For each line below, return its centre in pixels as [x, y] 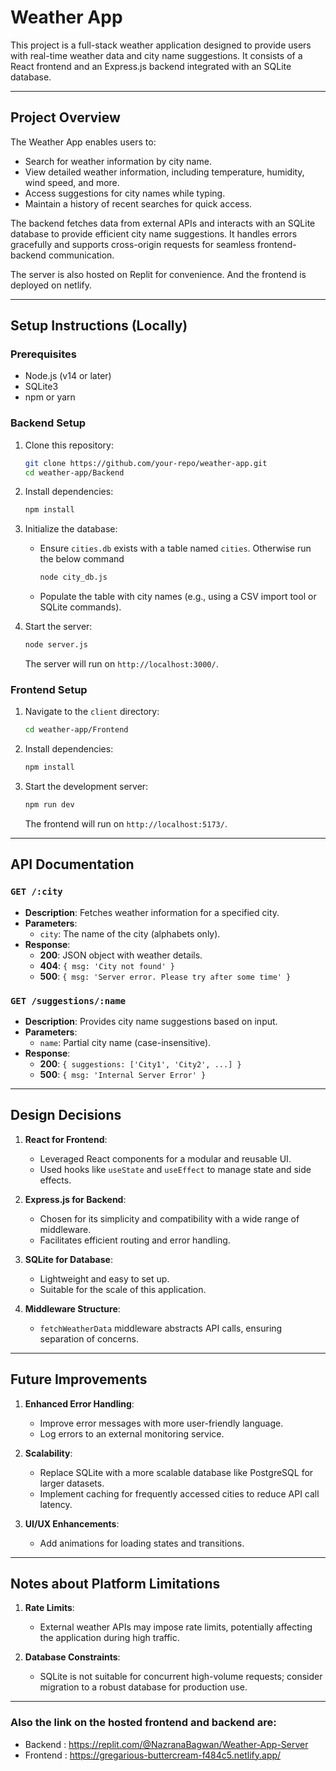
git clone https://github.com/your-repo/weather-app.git [146, 463]
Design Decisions [66, 1115]
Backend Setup [48, 423]
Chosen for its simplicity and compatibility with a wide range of [169, 1218]
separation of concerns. [89, 1338]
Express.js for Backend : [75, 1199]
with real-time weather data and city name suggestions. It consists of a [156, 55]
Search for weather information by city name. [118, 161]
